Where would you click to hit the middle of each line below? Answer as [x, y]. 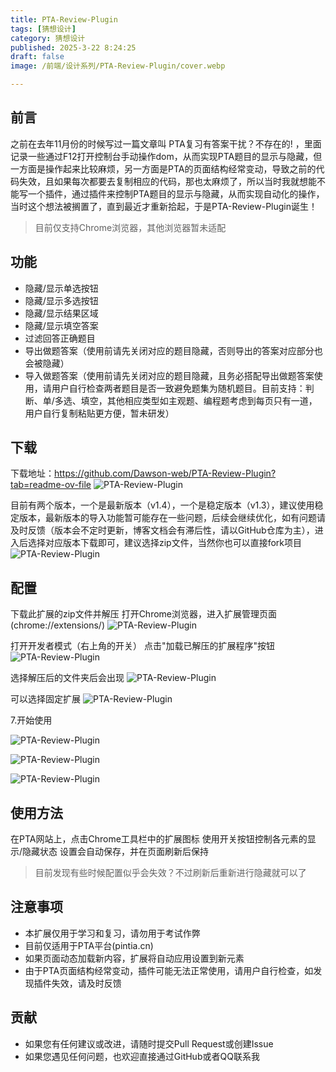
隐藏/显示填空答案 [61, 325]
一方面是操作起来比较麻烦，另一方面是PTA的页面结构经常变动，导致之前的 [163, 168]
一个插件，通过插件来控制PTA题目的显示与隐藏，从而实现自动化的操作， [176, 193]
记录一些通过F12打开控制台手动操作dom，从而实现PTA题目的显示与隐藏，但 [166, 156]
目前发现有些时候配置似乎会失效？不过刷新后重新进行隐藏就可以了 [170, 873]
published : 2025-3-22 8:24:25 [73, 47]
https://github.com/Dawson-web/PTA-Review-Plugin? [165, 473]
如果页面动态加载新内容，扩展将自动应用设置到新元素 [134, 958]
